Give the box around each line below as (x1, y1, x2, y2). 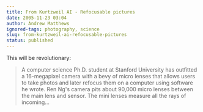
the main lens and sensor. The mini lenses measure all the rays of (21, 92, 186, 99)
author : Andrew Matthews (6, 20, 70, 26)
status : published (6, 37, 53, 43)
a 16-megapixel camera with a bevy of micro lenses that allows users (21, 73, 196, 80)
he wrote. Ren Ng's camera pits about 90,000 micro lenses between (21, 86, 194, 92)
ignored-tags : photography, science (6, 26, 100, 32)
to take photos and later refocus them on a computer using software (21, 79, 194, 86)
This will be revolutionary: (6, 54, 72, 61)
